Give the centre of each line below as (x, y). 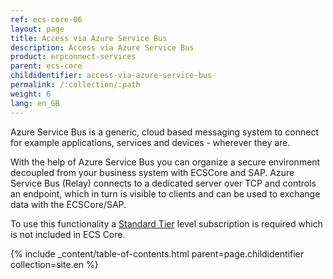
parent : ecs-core (46, 66)
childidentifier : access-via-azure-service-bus (111, 76)
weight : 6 (31, 94)
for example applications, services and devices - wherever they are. (150, 142)
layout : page (37, 29)
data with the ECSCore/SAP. (68, 204)
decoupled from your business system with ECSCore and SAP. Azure (152, 172)
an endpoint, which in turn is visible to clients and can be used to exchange (165, 193)
